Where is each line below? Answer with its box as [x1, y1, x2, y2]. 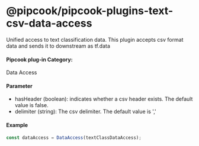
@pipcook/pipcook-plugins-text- [6, 4, 174, 18]
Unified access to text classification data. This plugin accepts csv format [6, 36, 184, 43]
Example [6, 121, 28, 128]
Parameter [6, 82, 33, 89]
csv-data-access [6, 16, 92, 30]
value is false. [14, 102, 49, 109]
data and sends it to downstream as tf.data [6, 42, 111, 49]
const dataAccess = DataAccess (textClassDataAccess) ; [6, 134, 142, 141]
